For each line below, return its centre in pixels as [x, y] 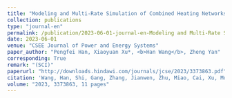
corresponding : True [37, 59]
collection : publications [44, 20]
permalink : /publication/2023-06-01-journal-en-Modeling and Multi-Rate [114, 33]
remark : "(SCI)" [30, 65]
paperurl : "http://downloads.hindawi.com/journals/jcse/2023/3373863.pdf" [117, 71]
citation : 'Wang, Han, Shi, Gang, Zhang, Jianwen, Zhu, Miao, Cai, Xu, [112, 78]
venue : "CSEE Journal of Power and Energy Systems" [83, 46]
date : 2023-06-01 [32, 39]
